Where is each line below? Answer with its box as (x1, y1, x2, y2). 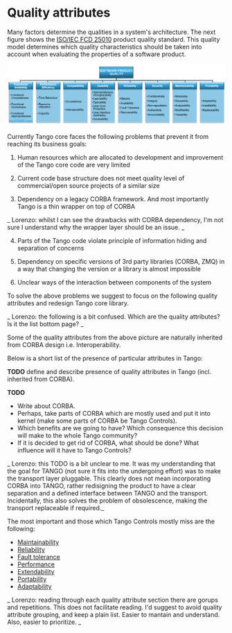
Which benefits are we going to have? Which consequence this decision (17, 424, 224, 432)
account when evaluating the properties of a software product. (7, 50, 186, 58)
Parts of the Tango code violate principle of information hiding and (17, 237, 207, 245)
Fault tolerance (17, 553, 60, 562)
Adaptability (17, 582, 52, 591)
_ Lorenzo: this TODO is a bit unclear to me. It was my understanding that (7, 459, 216, 468)
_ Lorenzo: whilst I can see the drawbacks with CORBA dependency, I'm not (7, 216, 224, 224)
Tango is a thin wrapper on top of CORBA (17, 203, 136, 211)
